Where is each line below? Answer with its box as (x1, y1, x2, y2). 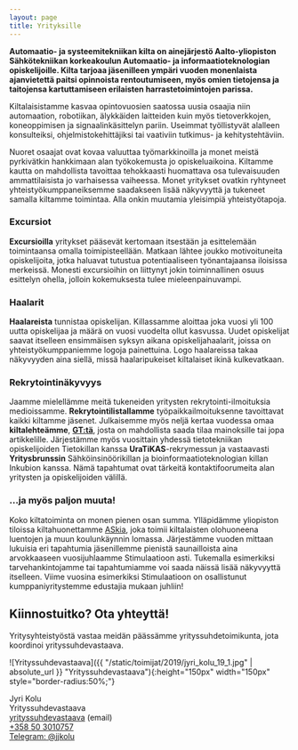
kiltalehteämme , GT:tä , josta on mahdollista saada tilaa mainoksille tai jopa (9, 424, 285, 436)
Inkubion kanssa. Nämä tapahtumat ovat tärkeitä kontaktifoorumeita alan (9, 463, 275, 473)
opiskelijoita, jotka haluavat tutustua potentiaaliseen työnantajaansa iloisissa (9, 254, 287, 265)
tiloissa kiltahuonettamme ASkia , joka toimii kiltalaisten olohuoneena (9, 524, 259, 535)
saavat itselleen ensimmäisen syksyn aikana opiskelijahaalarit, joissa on (9, 335, 271, 346)
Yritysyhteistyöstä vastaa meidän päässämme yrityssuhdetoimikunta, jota (9, 630, 279, 641)
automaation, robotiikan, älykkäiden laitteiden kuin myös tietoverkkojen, (9, 110, 271, 121)
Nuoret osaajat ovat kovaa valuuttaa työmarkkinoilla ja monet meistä (9, 146, 260, 157)
